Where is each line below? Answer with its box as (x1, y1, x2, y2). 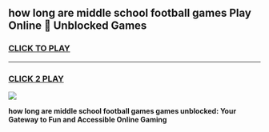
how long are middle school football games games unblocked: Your (8, 106, 237, 115)
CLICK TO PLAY (8, 43, 70, 54)
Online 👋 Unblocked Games (8, 19, 147, 33)
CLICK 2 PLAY (8, 73, 64, 84)
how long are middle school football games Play (8, 6, 252, 20)
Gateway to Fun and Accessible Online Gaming (8, 114, 167, 124)
